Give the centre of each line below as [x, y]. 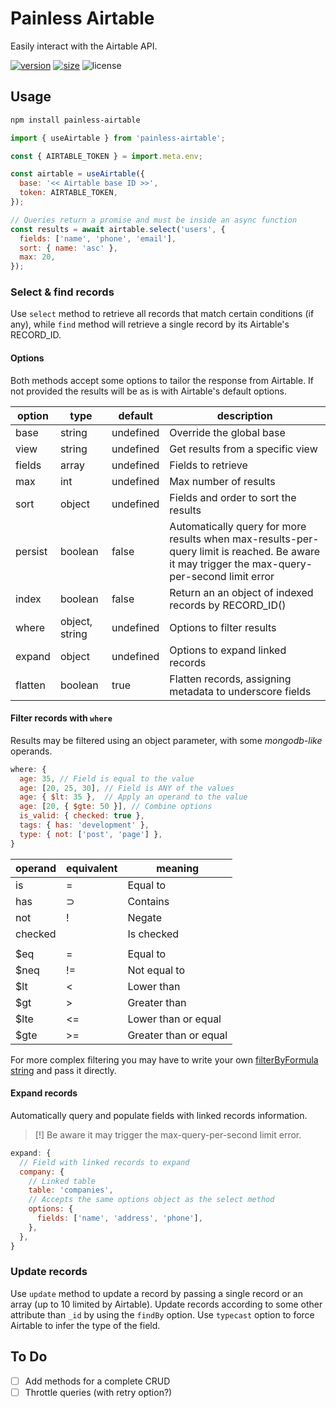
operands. [31, 751]
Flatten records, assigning [230, 679]
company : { [42, 1172]
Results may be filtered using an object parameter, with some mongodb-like [166, 740]
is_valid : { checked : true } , [82, 816]
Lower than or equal [174, 1019]
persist [31, 551]
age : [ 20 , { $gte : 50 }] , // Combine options [116, 807]
